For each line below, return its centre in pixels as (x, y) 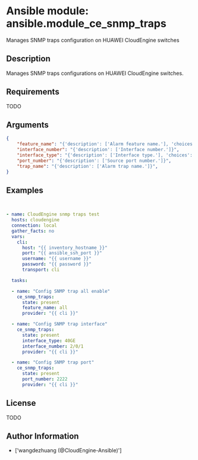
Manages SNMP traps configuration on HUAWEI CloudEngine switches (93, 40)
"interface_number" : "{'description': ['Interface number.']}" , (98, 150)
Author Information (43, 436)
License (21, 403)
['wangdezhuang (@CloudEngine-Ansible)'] (68, 450)
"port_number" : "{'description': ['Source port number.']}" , (94, 161)
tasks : (20, 280)
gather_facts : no (33, 231)
